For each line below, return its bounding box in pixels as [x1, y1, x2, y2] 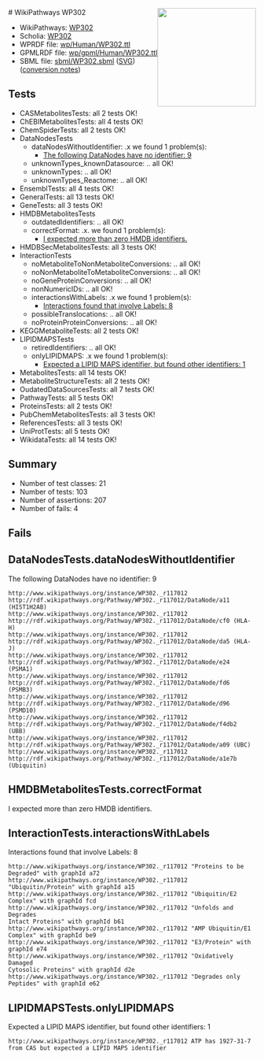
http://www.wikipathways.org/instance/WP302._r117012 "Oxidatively [8, 952, 234, 960]
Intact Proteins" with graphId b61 [8, 917, 125, 926]
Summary [8, 458, 57, 471]
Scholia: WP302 [19, 32, 72, 40]
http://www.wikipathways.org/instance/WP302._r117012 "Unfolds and [8, 904, 234, 912]
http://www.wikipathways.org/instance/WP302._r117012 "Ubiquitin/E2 [8, 890, 237, 899]
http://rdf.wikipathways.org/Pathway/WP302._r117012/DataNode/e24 [8, 658, 230, 666]
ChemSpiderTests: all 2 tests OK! [19, 125, 126, 135]
